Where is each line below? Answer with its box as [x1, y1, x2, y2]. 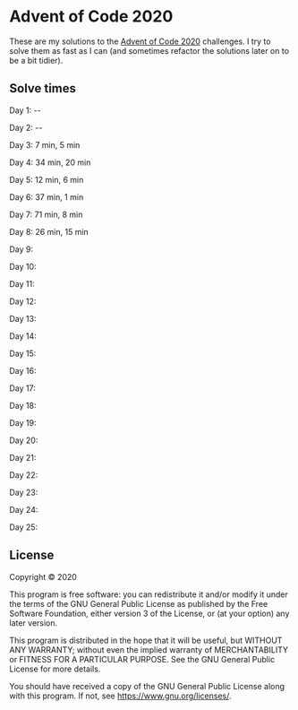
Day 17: [9, 383, 36, 394]
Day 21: [9, 452, 37, 463]
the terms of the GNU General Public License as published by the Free [9, 598, 268, 609]
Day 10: [9, 261, 38, 272]
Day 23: [9, 487, 38, 498]
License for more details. [9, 663, 101, 674]
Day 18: [9, 400, 37, 411]
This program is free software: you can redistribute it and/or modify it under [9, 589, 288, 600]
